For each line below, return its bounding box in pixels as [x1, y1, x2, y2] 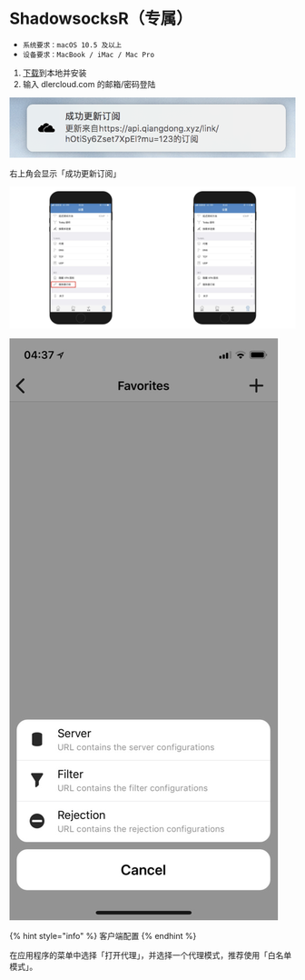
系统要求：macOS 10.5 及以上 [22, 40, 123, 50]
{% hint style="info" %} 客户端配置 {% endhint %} [9, 931, 197, 942]
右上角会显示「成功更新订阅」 [9, 168, 121, 179]
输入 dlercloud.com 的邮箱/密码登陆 [22, 78, 156, 89]
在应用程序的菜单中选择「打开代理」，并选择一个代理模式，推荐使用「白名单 [9, 950, 292, 961]
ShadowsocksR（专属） [9, 8, 192, 29]
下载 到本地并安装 [22, 67, 87, 78]
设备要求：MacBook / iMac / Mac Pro [22, 50, 155, 59]
